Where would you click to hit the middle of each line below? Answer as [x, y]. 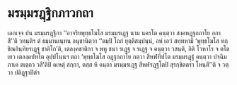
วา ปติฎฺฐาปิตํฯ [24, 72]
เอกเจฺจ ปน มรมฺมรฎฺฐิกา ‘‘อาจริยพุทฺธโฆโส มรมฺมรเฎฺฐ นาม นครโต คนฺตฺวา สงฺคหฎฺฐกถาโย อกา [114, 32]
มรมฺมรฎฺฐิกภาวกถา [50, 13]
